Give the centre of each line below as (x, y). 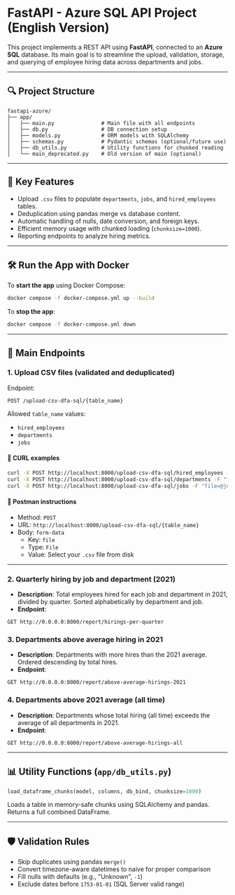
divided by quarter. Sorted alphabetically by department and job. (111, 602)
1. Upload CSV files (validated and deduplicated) (91, 373)
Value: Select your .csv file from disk (81, 554)
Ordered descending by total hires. (67, 662)
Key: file (41, 539)
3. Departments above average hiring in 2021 (85, 640)
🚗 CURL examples (34, 458)
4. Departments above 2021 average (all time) (86, 700)
